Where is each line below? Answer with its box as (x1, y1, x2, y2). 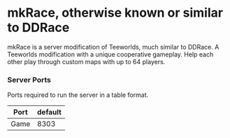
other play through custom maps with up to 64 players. (7, 57, 166, 66)
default (37, 107, 62, 117)
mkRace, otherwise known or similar (7, 5, 224, 21)
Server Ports (7, 75, 51, 84)
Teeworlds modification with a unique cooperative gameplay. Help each (7, 50, 214, 59)
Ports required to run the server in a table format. (7, 91, 149, 99)
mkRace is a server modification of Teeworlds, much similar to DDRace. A (7, 43, 220, 51)
